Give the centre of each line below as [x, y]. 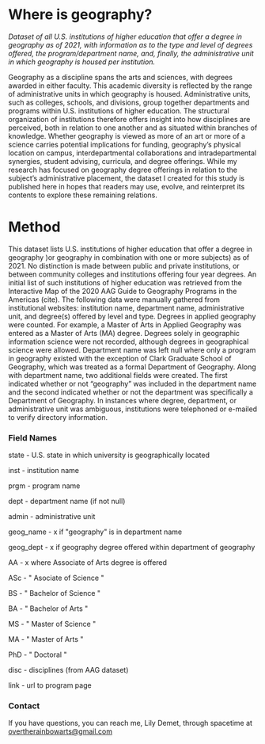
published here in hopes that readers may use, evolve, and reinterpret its [127, 186]
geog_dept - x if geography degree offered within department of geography [132, 548]
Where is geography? [80, 15]
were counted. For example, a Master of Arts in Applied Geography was [125, 324]
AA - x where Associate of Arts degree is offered [88, 563]
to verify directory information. [58, 417]
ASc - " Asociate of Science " [56, 578]
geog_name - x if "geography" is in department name [95, 532]
